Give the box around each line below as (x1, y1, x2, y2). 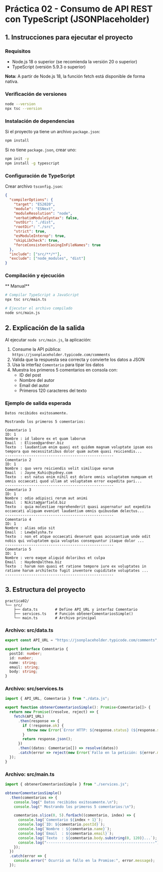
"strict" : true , (14, 229, 47, 234)
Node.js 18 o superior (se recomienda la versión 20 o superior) (12, 58, 137, 64)
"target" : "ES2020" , (14, 202, 55, 207)
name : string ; (9, 660, 38, 665)
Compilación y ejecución (5, 272, 65, 279)
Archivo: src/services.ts (5, 685, 64, 692)
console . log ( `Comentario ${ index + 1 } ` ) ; (17, 818, 103, 822)
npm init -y (5, 157, 29, 161)
